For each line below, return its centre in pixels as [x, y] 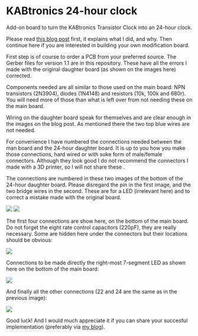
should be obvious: [29, 240]
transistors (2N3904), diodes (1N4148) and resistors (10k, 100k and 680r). [96, 93]
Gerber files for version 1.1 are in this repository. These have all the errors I [97, 63]
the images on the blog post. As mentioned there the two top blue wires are [98, 123]
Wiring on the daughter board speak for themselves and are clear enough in [98, 118]
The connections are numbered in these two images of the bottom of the [95, 178]
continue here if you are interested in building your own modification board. [98, 45]
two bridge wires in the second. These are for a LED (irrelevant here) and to [98, 191]
